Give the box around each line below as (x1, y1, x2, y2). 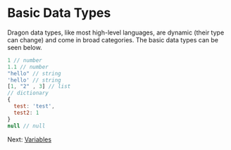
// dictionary (7, 89, 49, 96)
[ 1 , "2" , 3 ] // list (7, 83, 71, 90)
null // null (7, 122, 46, 130)
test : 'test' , (13, 103, 55, 110)
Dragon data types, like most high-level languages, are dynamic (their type (7, 28, 225, 37)
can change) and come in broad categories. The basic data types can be (7, 35, 218, 44)
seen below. (7, 43, 42, 51)
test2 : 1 (13, 109, 39, 116)
